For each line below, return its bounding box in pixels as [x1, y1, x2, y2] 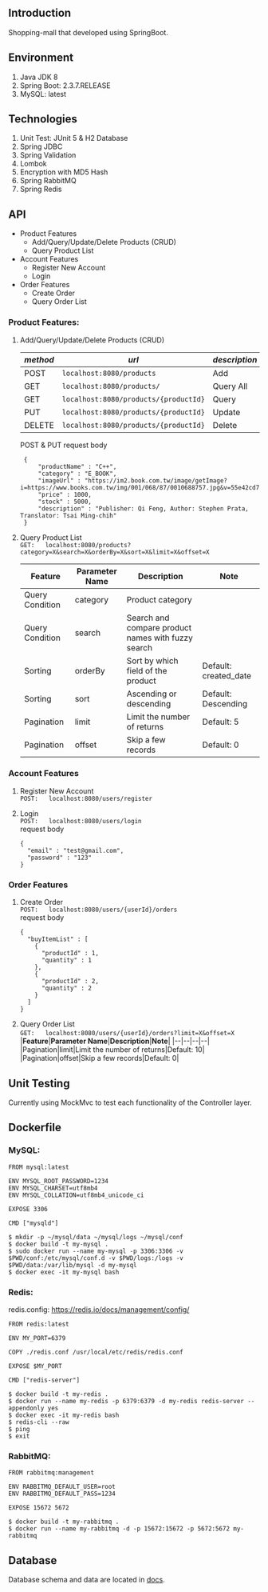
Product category [126, 594, 193, 605]
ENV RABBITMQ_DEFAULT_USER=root [8, 1483, 116, 1491]
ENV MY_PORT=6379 [8, 1334, 66, 1342]
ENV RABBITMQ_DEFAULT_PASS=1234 [8, 1490, 116, 1498]
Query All [212, 380, 248, 391]
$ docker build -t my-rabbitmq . [8, 1518, 120, 1526]
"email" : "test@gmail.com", [27, 846, 124, 854]
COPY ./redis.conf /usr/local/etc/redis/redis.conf [8, 1348, 183, 1356]
